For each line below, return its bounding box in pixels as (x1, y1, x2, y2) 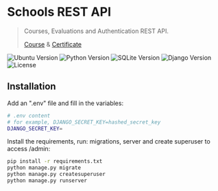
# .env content (7, 112, 51, 119)
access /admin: (7, 145, 51, 153)
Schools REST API (7, 4, 112, 20)
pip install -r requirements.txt (7, 158, 103, 165)
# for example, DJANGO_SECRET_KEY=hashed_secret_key (7, 118, 161, 126)
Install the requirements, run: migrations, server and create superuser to (7, 137, 210, 146)
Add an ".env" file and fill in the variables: (7, 99, 124, 107)
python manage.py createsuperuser (7, 171, 106, 178)
